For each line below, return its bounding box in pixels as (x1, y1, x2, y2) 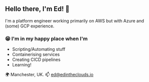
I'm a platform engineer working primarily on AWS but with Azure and (5, 18, 145, 23)
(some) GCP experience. (5, 23, 55, 29)
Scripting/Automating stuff (12, 46, 66, 52)
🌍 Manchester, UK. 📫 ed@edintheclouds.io (5, 72, 93, 78)
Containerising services (12, 52, 60, 58)
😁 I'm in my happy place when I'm (5, 35, 88, 42)
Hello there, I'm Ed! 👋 (5, 5, 70, 13)
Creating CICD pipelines (12, 57, 61, 62)
